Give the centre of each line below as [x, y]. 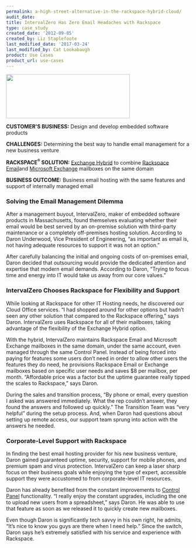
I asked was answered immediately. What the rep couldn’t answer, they [92, 401]
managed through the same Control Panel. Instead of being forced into [91, 352]
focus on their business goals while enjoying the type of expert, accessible [96, 472]
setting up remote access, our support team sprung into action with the [92, 419]
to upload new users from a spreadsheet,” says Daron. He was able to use [95, 502]
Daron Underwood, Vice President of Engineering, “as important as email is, [97, 239]
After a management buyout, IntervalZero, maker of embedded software [93, 214]
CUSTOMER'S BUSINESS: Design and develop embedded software [87, 126]
